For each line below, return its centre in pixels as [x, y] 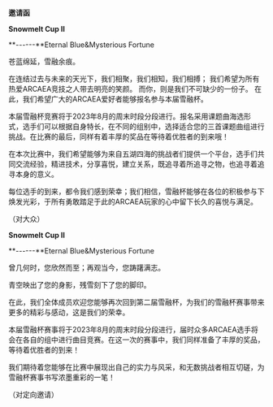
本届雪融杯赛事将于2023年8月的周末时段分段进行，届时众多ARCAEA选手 [130, 329]
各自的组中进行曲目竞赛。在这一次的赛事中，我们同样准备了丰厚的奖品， [143, 340]
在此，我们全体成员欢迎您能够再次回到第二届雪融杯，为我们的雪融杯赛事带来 [136, 302]
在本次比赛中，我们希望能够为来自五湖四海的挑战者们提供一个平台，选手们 [133, 154]
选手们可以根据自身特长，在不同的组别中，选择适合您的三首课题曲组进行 [143, 126]
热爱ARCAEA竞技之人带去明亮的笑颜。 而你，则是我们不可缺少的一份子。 [131, 89]
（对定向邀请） [33, 394]
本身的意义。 [37, 174]
